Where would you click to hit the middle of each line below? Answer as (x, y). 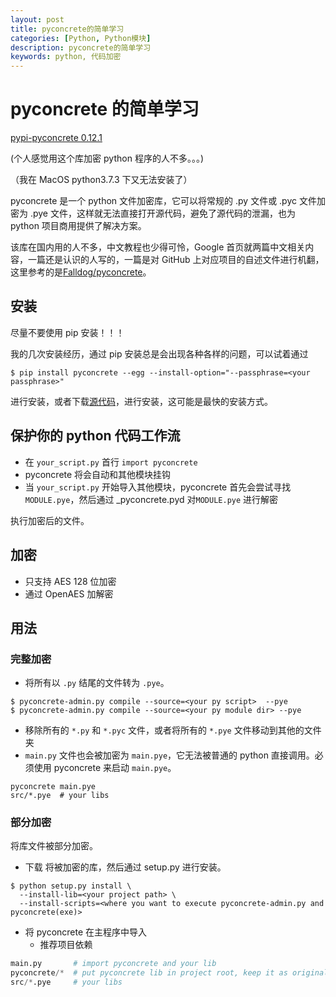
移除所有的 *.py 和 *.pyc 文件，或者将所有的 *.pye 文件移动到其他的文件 (173, 730)
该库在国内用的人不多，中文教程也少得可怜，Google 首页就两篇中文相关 (158, 247)
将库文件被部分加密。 (54, 846)
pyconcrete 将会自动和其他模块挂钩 (98, 474)
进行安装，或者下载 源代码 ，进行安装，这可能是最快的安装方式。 (141, 401)
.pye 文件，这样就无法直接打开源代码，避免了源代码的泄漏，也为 (162, 213)
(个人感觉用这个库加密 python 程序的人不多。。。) (107, 158)
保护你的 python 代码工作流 (95, 436)
